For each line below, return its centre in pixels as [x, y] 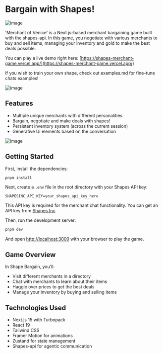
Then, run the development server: [41, 220]
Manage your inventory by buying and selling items [65, 292]
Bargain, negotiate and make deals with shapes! [61, 121]
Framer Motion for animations [43, 335]
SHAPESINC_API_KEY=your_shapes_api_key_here [52, 196]
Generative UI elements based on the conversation [64, 131]
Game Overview [30, 255]
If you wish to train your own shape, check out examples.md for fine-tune [80, 73]
